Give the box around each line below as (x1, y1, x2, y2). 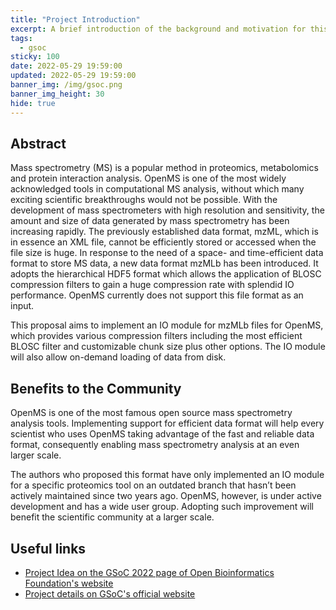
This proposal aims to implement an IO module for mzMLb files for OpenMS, (10, 319, 324, 331)
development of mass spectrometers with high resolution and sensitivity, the (10, 204, 325, 216)
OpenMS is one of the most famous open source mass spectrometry (10, 407, 293, 419)
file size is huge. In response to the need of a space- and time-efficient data (10, 247, 324, 259)
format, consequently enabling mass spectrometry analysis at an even (10, 439, 300, 451)
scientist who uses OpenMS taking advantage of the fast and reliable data (10, 428, 315, 440)
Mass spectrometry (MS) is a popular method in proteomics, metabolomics (10, 162, 319, 174)
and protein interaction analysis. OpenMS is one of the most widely (10, 172, 287, 185)
